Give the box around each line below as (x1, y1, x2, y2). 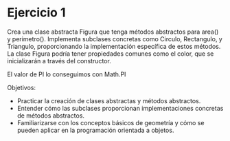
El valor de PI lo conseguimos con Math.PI (7, 70, 126, 78)
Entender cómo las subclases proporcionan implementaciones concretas (16, 104, 224, 112)
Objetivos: (7, 83, 36, 91)
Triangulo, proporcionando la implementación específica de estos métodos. (7, 42, 221, 50)
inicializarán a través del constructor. (7, 56, 111, 65)
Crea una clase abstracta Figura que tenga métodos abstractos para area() (7, 28, 219, 36)
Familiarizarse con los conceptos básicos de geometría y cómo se (16, 118, 205, 127)
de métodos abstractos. (16, 111, 84, 120)
